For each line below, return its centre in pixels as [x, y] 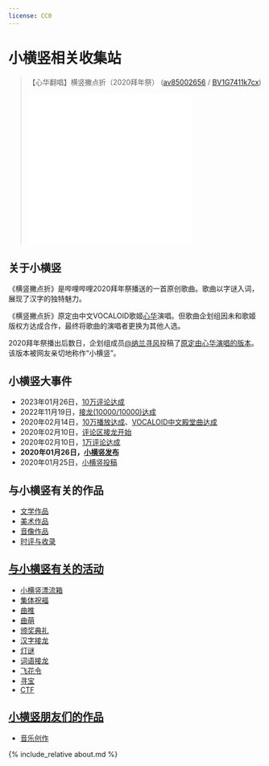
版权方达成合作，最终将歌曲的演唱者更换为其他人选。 [97, 326]
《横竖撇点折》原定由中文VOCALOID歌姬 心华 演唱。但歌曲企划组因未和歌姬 [132, 316]
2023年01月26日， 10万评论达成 [72, 402]
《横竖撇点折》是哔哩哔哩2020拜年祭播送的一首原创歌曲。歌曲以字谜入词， [134, 289]
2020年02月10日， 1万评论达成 [70, 442]
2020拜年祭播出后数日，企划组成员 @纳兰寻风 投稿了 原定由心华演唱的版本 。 [134, 343]
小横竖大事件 [40, 381]
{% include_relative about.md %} [63, 754]
